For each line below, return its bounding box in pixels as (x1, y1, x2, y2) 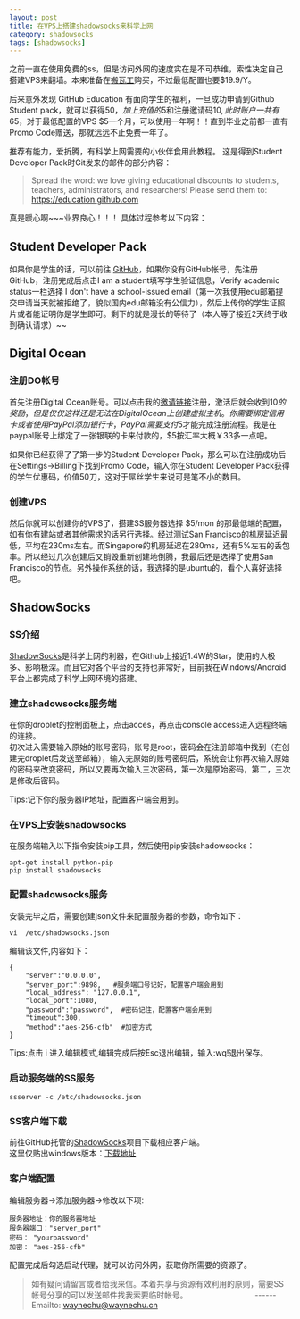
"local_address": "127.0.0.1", (25, 988, 142, 997)
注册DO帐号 (9, 374, 60, 387)
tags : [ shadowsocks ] (9, 38, 87, 47)
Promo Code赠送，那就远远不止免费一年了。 (9, 127, 173, 138)
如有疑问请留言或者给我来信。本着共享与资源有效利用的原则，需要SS (30, 1278, 284, 1289)
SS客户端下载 (9, 1114, 68, 1127)
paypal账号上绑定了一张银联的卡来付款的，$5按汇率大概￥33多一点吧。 (9, 430, 272, 440)
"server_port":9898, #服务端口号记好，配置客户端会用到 (25, 980, 224, 989)
